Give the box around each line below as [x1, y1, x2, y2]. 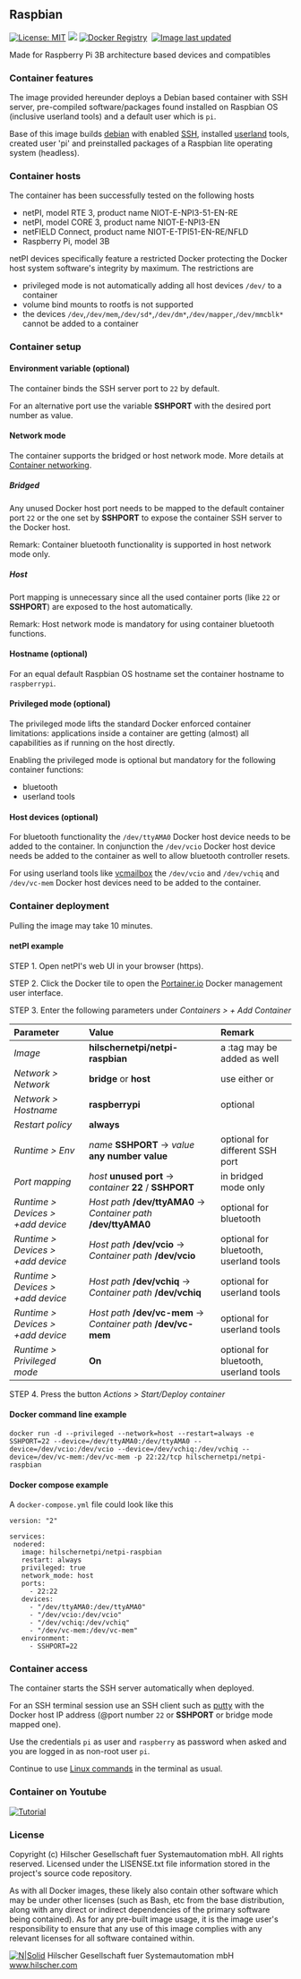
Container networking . [9, 459, 92, 470]
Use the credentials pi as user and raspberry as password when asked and [9, 1736, 287, 1747]
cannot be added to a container [21, 318, 139, 330]
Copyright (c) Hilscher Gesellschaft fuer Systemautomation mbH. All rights [9, 1849, 284, 1860]
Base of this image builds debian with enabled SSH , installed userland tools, [9, 129, 289, 140]
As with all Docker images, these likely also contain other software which [9, 1885, 279, 1897]
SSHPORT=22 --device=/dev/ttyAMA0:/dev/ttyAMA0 [9, 1436, 191, 1445]
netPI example [9, 940, 64, 952]
